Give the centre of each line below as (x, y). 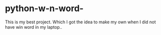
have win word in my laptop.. (34, 27)
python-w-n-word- (44, 9)
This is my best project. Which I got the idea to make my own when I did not (80, 22)
